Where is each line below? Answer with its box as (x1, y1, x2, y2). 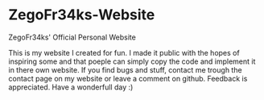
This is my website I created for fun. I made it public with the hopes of (8, 48, 240, 57)
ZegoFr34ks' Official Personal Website (8, 32, 137, 42)
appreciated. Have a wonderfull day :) (8, 82, 134, 92)
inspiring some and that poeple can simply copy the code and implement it (8, 56, 256, 66)
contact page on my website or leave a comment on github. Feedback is (8, 73, 248, 83)
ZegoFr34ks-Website (8, 6, 155, 24)
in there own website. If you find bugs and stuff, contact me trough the (8, 65, 243, 74)
